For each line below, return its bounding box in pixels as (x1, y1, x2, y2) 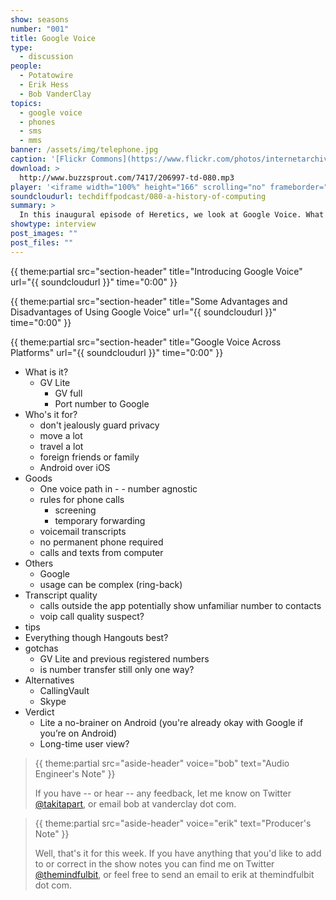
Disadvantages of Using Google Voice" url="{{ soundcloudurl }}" (10, 306, 277, 318)
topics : (10, 98, 43, 108)
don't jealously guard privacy (39, 419, 160, 431)
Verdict (24, 706, 55, 718)
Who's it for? (24, 408, 78, 420)
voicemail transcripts (39, 525, 127, 537)
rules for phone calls (39, 493, 125, 505)
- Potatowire (19, 71, 74, 81)
